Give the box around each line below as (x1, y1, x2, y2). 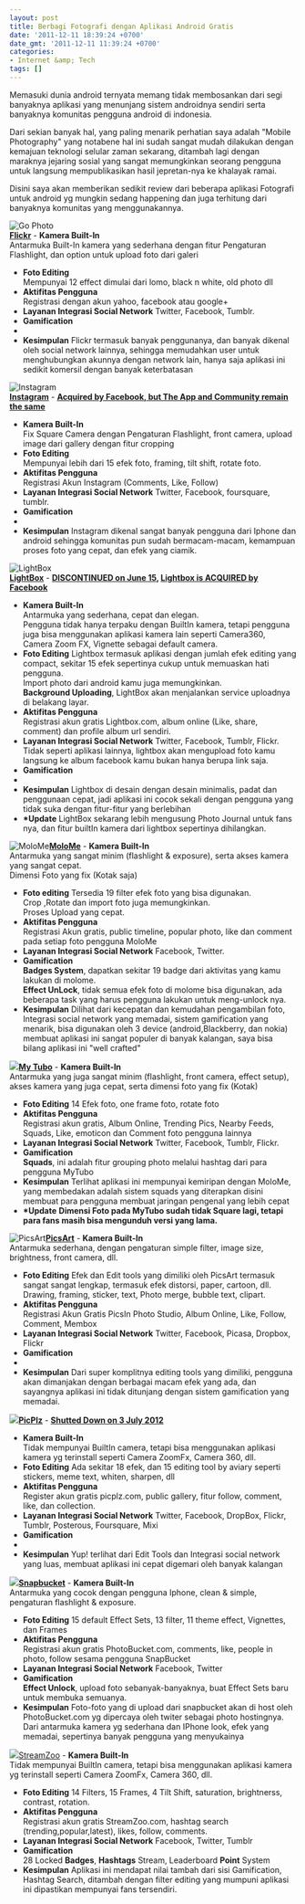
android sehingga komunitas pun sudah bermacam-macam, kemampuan (22, 535, 296, 546)
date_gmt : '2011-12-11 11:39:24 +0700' (9, 38, 161, 48)
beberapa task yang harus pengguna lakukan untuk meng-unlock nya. (22, 994, 287, 1005)
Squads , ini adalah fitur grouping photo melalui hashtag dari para (22, 1156, 268, 1167)
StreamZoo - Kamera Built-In (18, 1750, 129, 1761)
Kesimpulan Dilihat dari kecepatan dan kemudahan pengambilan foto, (22, 1004, 285, 1015)
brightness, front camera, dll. (9, 1252, 118, 1263)
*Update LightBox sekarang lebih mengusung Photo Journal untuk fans (22, 813, 293, 824)
